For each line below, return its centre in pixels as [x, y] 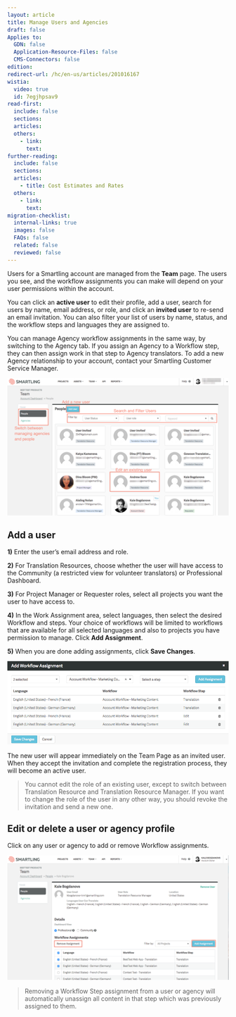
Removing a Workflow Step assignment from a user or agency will [120, 991]
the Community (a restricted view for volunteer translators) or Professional [115, 573]
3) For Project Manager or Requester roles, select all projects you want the [115, 594]
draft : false [26, 30]
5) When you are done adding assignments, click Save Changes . [101, 651]
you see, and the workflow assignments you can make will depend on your [115, 281]
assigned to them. [51, 1006]
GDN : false [29, 45]
